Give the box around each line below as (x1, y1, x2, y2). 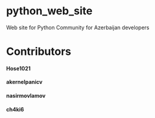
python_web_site (6, 4, 93, 18)
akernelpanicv (6, 79, 43, 86)
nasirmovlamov (6, 92, 46, 99)
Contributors (6, 45, 72, 58)
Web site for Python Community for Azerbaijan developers (6, 24, 150, 31)
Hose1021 (6, 64, 31, 72)
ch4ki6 (6, 105, 24, 113)
